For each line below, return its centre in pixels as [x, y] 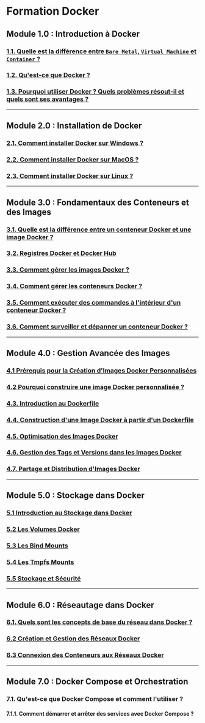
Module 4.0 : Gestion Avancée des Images [88, 353]
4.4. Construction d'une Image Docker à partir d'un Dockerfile [100, 420]
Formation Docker [53, 11]
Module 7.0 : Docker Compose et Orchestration [97, 682]
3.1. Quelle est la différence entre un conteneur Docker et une [99, 229]
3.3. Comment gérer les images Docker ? [68, 270]
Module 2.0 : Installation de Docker [74, 126]
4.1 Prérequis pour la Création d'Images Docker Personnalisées [102, 370]
